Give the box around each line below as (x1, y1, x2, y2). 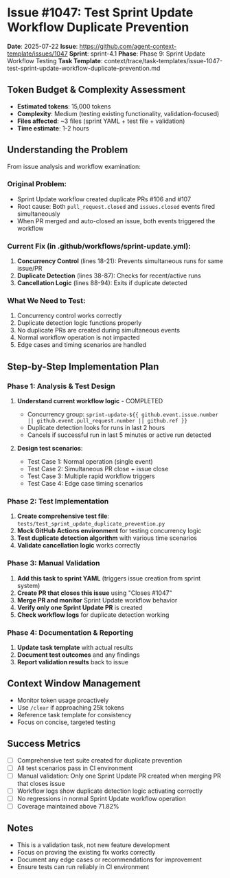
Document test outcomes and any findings (16, 651, 140, 659)
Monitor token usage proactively (16, 696, 109, 704)
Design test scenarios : (16, 444, 83, 453)
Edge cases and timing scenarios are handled (16, 341, 146, 349)
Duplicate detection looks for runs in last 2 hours (27, 424, 165, 432)
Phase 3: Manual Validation (7, 559, 100, 568)
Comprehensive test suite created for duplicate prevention (16, 756, 183, 764)
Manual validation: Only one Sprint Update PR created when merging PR (16, 772, 222, 780)
